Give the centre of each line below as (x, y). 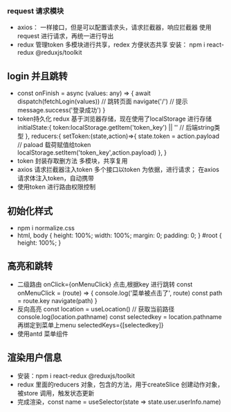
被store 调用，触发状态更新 (56, 393)
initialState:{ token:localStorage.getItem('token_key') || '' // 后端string (115, 128)
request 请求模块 (36, 10)
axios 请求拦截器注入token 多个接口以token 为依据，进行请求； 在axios (118, 170)
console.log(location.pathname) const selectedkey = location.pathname (120, 316)
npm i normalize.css (46, 228)
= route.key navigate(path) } (57, 300)
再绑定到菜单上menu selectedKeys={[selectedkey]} (90, 325)
